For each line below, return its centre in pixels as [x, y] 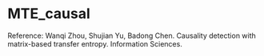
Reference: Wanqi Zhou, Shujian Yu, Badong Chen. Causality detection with [132, 35]
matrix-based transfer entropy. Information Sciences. [95, 43]
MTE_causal [49, 14]
